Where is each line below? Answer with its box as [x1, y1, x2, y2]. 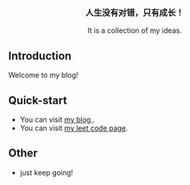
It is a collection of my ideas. [87, 26, 182, 35]
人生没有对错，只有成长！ [85, 6, 184, 18]
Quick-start [8, 94, 67, 107]
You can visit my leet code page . [19, 123, 128, 133]
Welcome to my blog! [8, 70, 79, 80]
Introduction [8, 49, 72, 62]
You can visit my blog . [19, 115, 95, 124]
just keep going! [19, 167, 74, 177]
